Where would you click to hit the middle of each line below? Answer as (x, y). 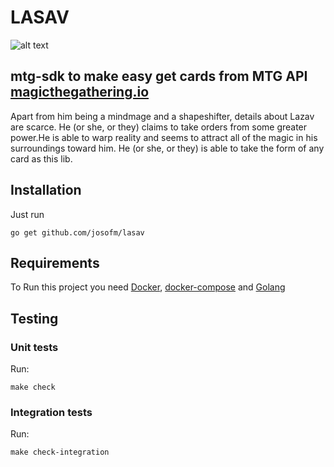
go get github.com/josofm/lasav (77, 232)
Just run (27, 214)
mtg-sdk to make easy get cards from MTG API (159, 76)
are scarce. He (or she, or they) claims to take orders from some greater (159, 127)
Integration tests (51, 412)
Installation (46, 190)
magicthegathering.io (80, 92)
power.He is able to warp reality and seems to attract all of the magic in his (164, 137)
